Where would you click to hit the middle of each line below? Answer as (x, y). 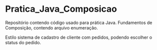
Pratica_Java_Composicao (61, 9)
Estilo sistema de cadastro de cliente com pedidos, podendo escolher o (79, 37)
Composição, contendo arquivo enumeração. (52, 27)
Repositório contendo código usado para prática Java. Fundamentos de (79, 23)
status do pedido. (23, 42)
